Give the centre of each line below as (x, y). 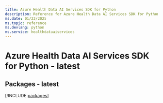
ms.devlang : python (25, 28)
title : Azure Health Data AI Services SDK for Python (61, 9)
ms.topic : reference (26, 23)
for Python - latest (42, 66)
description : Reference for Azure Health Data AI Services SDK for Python (82, 14)
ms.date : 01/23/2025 (26, 18)
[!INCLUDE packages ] (27, 96)
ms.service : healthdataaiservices (40, 32)
